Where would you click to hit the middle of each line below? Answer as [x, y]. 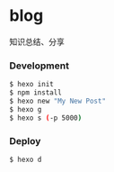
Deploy [25, 140]
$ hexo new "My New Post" [57, 101]
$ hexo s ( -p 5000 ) [46, 118]
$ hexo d [26, 159]
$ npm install [36, 93]
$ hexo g [26, 109]
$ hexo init [31, 85]
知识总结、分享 [37, 41]
